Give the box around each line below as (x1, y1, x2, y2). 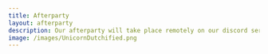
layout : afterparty (8, 19, 73, 27)
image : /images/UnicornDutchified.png (8, 33, 137, 42)
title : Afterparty (8, 11, 69, 20)
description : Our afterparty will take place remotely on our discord (8, 26, 248, 34)
